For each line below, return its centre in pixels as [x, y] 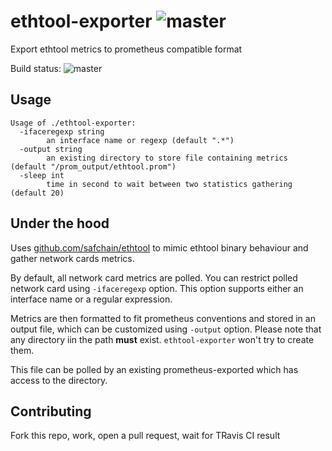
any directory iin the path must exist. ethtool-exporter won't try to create [162, 339]
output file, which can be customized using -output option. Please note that [166, 329]
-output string [51, 149]
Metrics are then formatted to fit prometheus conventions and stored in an [163, 318]
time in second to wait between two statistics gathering [169, 184]
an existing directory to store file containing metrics [167, 158]
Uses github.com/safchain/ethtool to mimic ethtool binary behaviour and [159, 247]
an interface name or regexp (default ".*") [140, 140]
